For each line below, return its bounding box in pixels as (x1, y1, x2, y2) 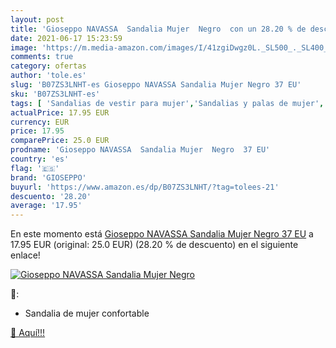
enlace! (10, 249, 41, 261)
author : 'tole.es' (10, 71, 87, 81)
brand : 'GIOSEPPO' (10, 172, 87, 183)
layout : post (10, 14, 65, 25)
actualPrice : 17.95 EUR (10, 107, 110, 118)
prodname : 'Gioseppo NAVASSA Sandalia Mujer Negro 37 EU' (10, 145, 271, 155)
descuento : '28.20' (10, 191, 92, 201)
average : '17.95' (10, 201, 83, 211)
